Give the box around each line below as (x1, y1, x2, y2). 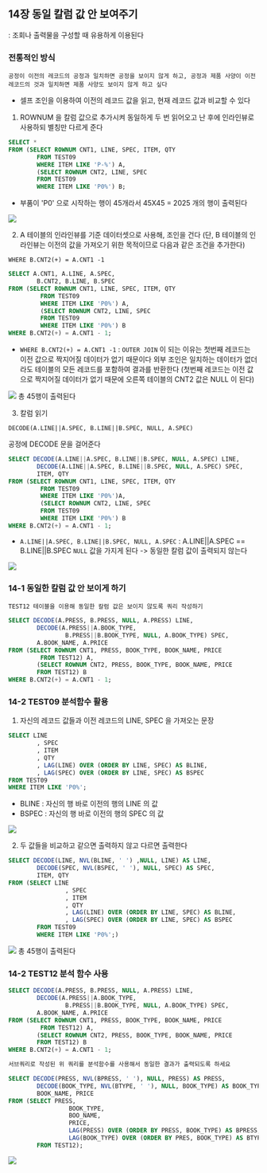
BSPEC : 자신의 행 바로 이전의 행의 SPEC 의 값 (19, 809, 164, 818)
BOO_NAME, (68, 1112, 102, 1120)
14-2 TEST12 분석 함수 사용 (8, 967, 109, 979)
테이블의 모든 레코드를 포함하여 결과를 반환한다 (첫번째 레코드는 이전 (34, 365, 246, 375)
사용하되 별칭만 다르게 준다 (19, 123, 103, 132)
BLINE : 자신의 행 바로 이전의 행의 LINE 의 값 (19, 799, 159, 809)
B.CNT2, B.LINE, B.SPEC (37, 277, 115, 285)
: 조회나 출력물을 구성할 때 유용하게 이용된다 (8, 30, 145, 40)
